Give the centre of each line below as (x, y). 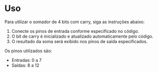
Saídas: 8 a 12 (25, 65)
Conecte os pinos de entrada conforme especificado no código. (75, 31)
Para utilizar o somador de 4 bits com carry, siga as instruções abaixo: (75, 22)
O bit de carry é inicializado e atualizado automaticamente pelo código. (82, 36)
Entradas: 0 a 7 (27, 60)
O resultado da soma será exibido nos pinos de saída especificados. (79, 41)
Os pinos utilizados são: (28, 51)
